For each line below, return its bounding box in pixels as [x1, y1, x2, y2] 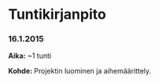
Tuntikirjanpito [8, 5, 106, 23]
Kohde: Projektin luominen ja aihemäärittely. [8, 67, 152, 76]
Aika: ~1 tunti [8, 51, 52, 60]
